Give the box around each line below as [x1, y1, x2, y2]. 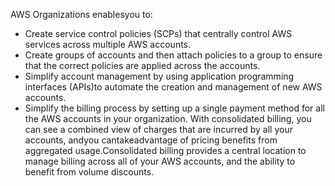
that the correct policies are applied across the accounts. [24, 60, 261, 71]
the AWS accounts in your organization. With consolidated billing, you [24, 113, 312, 124]
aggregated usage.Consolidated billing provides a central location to [24, 145, 307, 156]
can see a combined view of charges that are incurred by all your [24, 124, 293, 135]
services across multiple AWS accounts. [24, 39, 192, 50]
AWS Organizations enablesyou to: [10, 9, 153, 20]
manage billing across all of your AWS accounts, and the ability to [24, 155, 296, 167]
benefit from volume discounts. [24, 166, 155, 178]
